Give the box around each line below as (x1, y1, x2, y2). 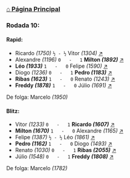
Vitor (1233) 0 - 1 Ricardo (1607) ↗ (15, 120, 115, 128)
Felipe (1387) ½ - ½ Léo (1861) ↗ (15, 134, 96, 141)
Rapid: (6, 36, 23, 44)
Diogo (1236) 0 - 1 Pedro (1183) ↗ (15, 69, 112, 76)
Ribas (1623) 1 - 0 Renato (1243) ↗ (15, 75, 115, 83)
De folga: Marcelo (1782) (6, 165, 68, 172)
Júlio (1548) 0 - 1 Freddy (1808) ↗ (15, 153, 114, 160)
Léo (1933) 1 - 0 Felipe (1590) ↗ (15, 62, 108, 70)
